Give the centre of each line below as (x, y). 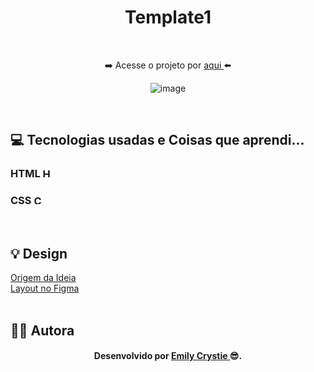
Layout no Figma (45, 288)
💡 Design (39, 253)
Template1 (168, 17)
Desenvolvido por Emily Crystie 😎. (168, 356)
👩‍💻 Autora (42, 330)
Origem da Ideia (43, 278)
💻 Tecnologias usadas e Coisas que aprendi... (157, 140)
